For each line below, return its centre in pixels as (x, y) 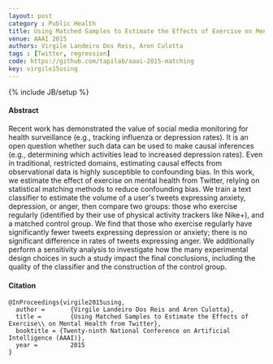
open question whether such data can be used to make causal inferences (131, 145)
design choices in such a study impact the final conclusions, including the (132, 258)
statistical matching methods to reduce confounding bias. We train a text (130, 188)
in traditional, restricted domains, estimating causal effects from (115, 162)
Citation (22, 285)
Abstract (24, 110)
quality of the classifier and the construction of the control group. (118, 266)
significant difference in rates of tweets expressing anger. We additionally (132, 240)
